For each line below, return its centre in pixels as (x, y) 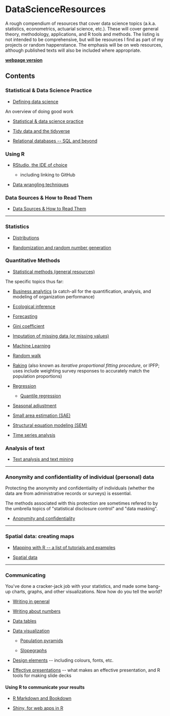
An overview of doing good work (39, 111)
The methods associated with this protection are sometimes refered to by (82, 503)
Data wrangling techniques (41, 184)
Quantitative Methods (33, 260)
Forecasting (25, 316)
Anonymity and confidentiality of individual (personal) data (80, 477)
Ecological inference (34, 306)
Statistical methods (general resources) (54, 272)
